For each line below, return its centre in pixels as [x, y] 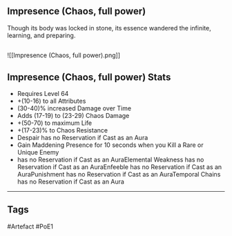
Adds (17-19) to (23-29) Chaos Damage [73, 116]
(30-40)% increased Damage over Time [74, 108]
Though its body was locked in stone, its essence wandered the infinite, [109, 28]
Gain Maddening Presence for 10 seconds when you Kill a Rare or [110, 145]
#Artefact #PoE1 [30, 226]
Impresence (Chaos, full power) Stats [89, 77]
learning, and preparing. [41, 35]
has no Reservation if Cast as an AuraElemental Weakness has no [110, 160]
